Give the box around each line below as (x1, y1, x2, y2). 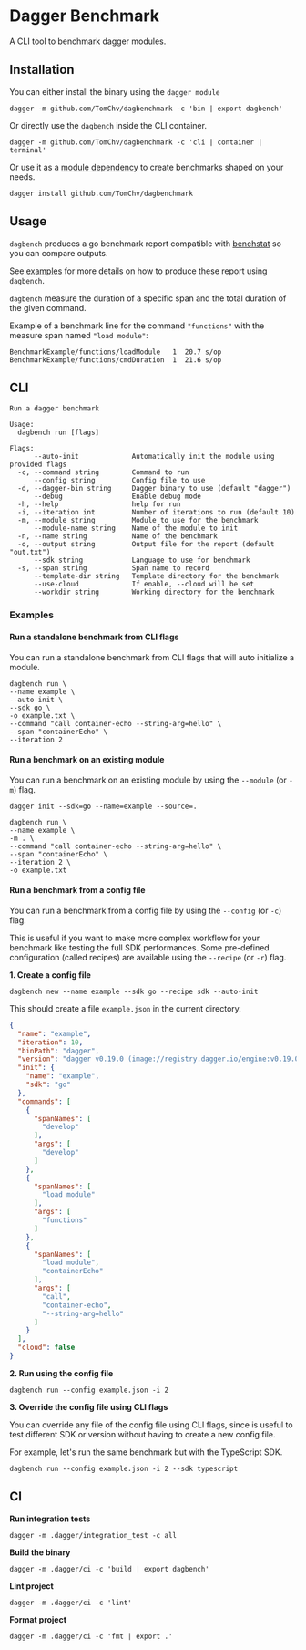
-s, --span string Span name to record (17, 564, 209, 573)
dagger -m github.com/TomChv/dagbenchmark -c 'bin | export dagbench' (9, 104, 283, 113)
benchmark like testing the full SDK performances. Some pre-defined (9, 941, 270, 953)
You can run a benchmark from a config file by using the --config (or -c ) (9, 905, 282, 916)
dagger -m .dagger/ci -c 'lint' (9, 1598, 132, 1607)
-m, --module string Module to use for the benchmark (17, 516, 259, 525)
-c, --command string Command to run (17, 468, 189, 477)
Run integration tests (9, 1513, 91, 1524)
